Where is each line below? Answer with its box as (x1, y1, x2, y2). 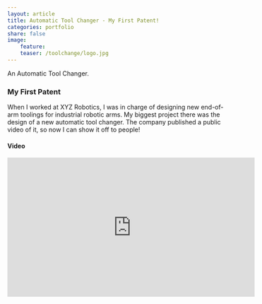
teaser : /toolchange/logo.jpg (20, 50, 109, 57)
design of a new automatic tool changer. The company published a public (7, 118, 221, 127)
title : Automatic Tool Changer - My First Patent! (7, 17, 160, 24)
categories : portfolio (7, 23, 74, 30)
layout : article (7, 10, 55, 18)
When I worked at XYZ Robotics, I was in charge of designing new (7, 103, 200, 112)
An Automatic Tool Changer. (7, 69, 90, 78)
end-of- (201, 103, 224, 112)
